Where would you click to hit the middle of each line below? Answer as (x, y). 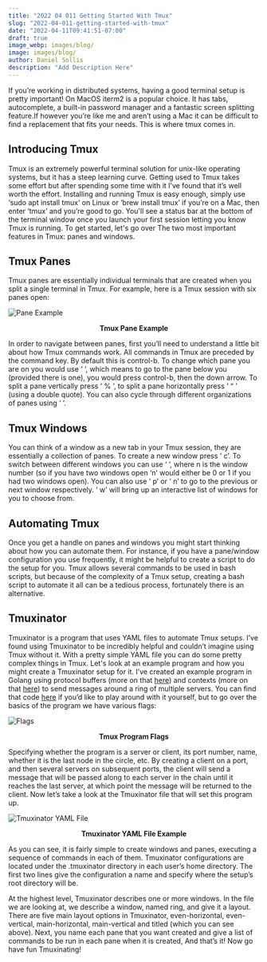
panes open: (29, 298)
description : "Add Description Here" (71, 68)
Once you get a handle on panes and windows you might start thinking (124, 542)
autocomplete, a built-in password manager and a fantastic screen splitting (132, 107)
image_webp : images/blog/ (51, 45)
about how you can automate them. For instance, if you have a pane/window (134, 551)
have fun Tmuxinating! (45, 949)
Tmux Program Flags (134, 736)
